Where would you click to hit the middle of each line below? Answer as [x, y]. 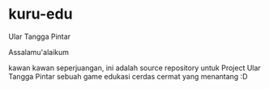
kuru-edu [41, 14]
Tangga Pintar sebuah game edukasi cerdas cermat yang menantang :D [128, 76]
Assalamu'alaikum [39, 52]
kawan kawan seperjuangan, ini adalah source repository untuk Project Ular [134, 68]
